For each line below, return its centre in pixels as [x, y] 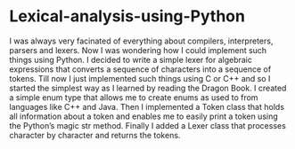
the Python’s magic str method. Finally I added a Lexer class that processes [148, 125]
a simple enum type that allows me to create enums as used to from [134, 97]
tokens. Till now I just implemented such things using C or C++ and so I [140, 78]
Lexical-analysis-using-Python [127, 16]
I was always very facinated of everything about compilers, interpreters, [141, 41]
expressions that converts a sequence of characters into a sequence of [140, 69]
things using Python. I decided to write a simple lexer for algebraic [131, 59]
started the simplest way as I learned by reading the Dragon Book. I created [148, 88]
